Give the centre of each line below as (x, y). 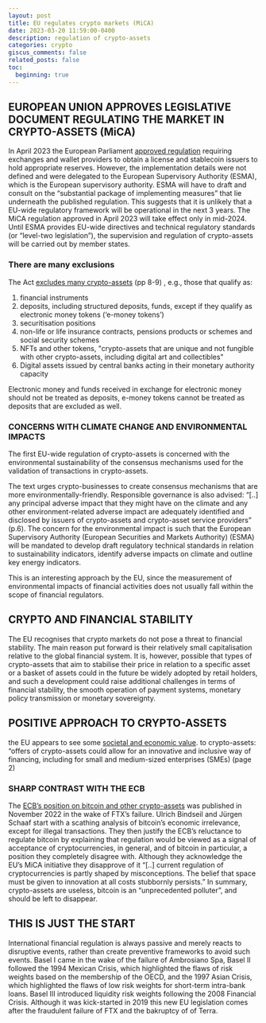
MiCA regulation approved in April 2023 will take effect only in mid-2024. (128, 219)
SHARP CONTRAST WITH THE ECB (77, 788)
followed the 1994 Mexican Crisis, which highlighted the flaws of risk (121, 968)
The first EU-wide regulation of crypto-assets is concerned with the (119, 454)
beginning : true (42, 75)
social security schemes (60, 340)
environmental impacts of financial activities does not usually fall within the (131, 587)
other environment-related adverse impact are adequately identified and (126, 512)
